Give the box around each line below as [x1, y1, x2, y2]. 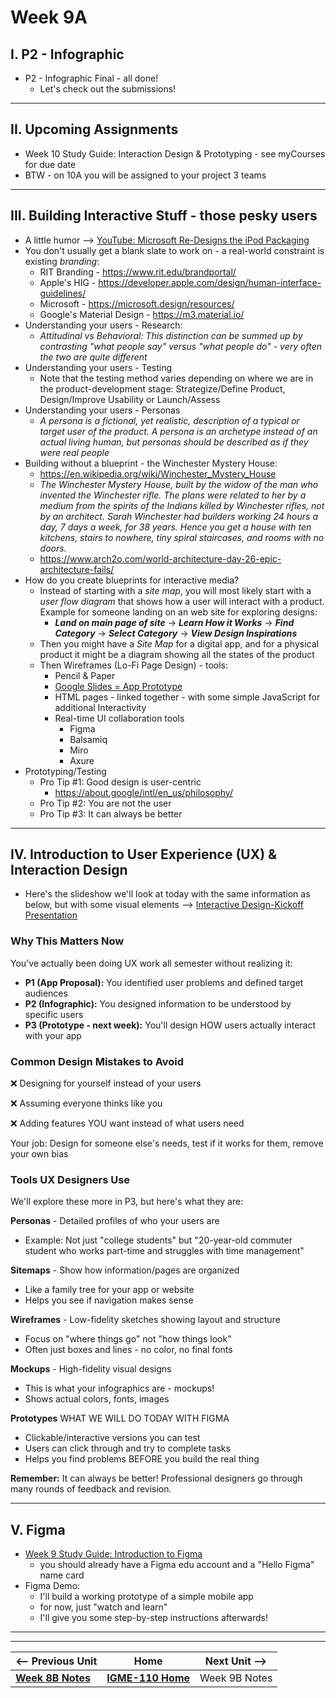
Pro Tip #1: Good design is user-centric [39, 776, 202, 788]
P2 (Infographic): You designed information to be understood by [24, 997, 292, 1010]
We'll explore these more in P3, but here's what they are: [10, 1196, 244, 1208]
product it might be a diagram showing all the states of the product [39, 648, 315, 660]
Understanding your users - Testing [24, 361, 173, 373]
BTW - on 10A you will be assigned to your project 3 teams [24, 169, 267, 181]
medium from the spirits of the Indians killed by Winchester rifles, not [39, 499, 325, 511]
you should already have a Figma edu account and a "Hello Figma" [39, 1559, 315, 1571]
